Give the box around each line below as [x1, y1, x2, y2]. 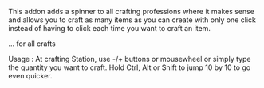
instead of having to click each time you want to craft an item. [8, 24, 211, 33]
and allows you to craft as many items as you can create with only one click [8, 15, 257, 25]
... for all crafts [8, 39, 56, 48]
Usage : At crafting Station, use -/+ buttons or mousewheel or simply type [8, 55, 251, 63]
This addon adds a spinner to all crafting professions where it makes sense [8, 7, 255, 16]
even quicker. [8, 71, 53, 80]
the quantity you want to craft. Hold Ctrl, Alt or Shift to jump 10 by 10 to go [8, 63, 251, 72]
